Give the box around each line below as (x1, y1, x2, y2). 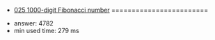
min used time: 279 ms (13, 27, 79, 34)
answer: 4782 (13, 19, 54, 27)
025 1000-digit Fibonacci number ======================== (13, 6, 209, 14)
